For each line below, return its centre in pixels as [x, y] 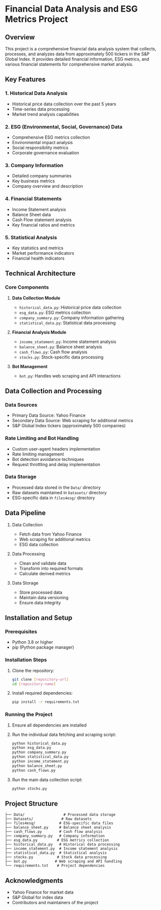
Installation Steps [26, 660]
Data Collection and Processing [53, 391]
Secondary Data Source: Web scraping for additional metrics [73, 421]
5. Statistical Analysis [31, 237]
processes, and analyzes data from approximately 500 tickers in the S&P [77, 54]
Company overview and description [47, 186]
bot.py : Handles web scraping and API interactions [70, 376]
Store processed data [41, 592]
